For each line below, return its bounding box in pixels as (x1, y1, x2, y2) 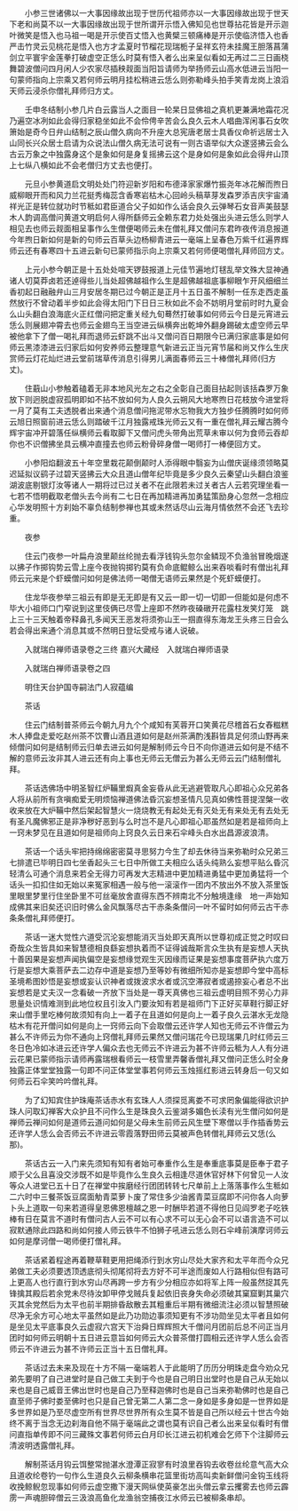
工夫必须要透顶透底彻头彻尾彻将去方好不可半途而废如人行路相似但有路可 (24, 1266, 289, 1276)
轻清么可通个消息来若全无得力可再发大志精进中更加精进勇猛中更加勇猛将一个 (9, 869, 289, 879)
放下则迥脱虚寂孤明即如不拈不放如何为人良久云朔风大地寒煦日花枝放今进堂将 (9, 394, 289, 404)
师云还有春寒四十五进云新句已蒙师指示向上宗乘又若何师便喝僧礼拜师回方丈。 (9, 245, 289, 256)
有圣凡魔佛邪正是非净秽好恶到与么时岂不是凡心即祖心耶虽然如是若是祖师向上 (9, 816, 289, 826)
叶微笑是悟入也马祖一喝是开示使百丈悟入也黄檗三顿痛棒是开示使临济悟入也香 (9, 30, 289, 40)
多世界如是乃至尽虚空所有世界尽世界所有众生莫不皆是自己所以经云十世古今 (9, 1407, 281, 1417)
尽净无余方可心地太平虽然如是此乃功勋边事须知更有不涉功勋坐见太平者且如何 (9, 1310, 289, 1321)
